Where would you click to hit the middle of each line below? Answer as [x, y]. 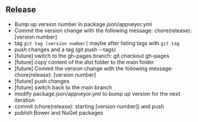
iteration [25, 100]
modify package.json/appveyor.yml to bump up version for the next [97, 93]
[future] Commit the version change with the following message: [94, 68]
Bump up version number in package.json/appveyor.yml [83, 24]
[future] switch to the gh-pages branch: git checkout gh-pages [92, 55]
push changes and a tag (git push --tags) [65, 49]
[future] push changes [42, 81]
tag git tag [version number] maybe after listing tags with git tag [97, 43]
